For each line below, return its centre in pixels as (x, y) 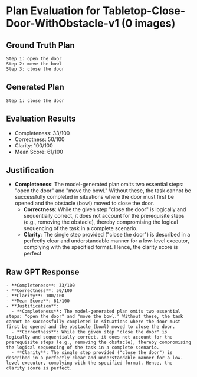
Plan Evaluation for (53, 11)
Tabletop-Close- (144, 11)
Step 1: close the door (35, 101)
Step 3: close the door (35, 69)
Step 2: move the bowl (34, 64)
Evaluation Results (41, 119)
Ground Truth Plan (40, 45)
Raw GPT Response (43, 272)
